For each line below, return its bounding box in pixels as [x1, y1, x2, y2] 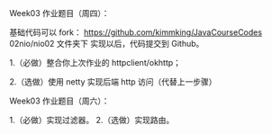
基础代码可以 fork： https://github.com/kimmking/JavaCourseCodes [9, 27, 263, 38]
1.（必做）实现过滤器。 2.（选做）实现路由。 [9, 115, 175, 125]
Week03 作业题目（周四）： [9, 8, 110, 18]
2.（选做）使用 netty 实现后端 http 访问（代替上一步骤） [9, 76, 218, 87]
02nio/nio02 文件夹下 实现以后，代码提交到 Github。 [9, 39, 204, 49]
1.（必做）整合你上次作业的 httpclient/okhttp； [9, 58, 182, 67]
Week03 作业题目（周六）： [9, 95, 110, 106]
